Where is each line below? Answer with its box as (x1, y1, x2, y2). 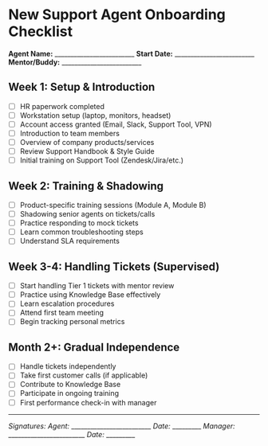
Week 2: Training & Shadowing (8, 179, 164, 193)
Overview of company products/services (19, 138, 155, 147)
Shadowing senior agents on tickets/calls (19, 209, 156, 219)
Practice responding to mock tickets (19, 218, 139, 228)
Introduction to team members (19, 128, 120, 138)
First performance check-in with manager (19, 397, 157, 407)
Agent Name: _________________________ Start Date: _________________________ (8, 49, 255, 58)
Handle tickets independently (19, 362, 116, 371)
